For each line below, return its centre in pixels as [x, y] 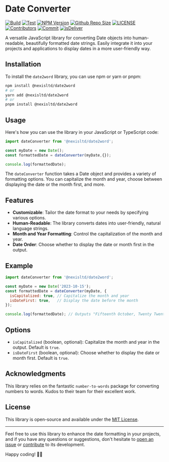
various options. [29, 218]
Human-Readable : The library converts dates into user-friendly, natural [87, 223]
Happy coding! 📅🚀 [24, 454]
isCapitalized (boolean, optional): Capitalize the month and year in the [86, 342]
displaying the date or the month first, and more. [55, 185]
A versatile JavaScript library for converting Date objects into [68, 38]
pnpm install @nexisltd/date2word [41, 104]
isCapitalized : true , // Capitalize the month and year [69, 296]
